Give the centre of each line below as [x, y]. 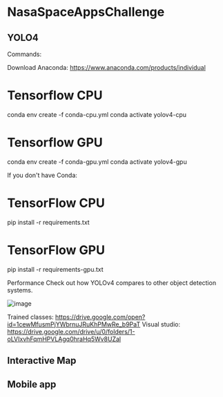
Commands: [25, 54]
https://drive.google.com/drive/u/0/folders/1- [71, 331]
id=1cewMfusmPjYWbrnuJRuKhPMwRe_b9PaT [74, 324]
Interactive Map [42, 361]
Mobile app [32, 384]
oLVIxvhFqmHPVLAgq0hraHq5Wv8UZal [64, 339]
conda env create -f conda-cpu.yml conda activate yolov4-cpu [97, 114]
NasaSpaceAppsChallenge [86, 12]
